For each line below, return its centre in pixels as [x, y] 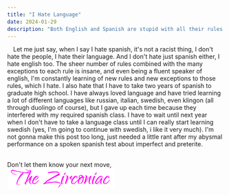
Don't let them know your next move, [59, 165]
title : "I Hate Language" [44, 14]
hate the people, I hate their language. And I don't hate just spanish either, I [113, 57]
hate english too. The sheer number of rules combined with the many [105, 64]
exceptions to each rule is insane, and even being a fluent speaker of [105, 71]
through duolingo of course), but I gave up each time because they [102, 108]
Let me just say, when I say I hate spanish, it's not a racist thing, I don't [113, 49]
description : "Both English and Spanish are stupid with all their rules [115, 29]
